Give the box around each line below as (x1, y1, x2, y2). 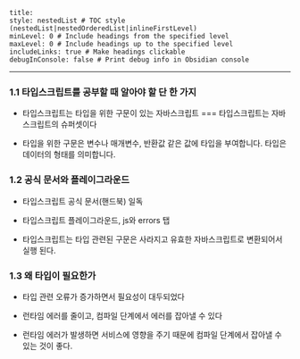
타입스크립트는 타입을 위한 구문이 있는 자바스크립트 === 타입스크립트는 (21, 108, 270, 119)
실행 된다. (21, 245, 56, 255)
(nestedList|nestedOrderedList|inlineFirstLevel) (9, 24, 198, 33)
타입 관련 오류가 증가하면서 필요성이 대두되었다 (21, 291, 185, 302)
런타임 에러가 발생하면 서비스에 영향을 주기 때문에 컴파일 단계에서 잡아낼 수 (21, 329, 283, 339)
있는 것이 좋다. (21, 340, 73, 351)
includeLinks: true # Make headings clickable (9, 47, 186, 56)
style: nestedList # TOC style (9, 16, 126, 25)
